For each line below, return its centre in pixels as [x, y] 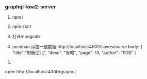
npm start [22, 26]
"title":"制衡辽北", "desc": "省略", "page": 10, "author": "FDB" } [74, 53]
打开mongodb [26, 37]
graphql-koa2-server [31, 7]
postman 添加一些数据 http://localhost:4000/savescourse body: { [77, 47]
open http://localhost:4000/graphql [41, 72]
